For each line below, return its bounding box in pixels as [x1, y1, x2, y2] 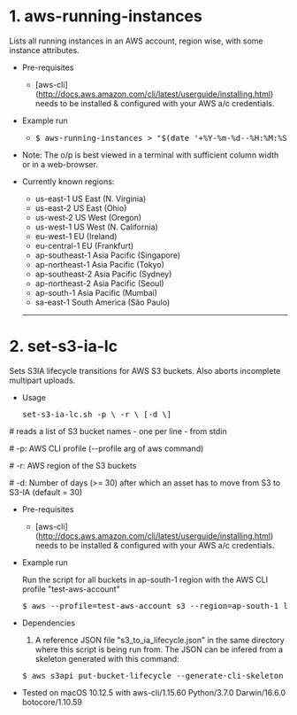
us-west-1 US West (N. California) [34, 221, 159, 232]
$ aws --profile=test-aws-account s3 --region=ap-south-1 [21, 601, 279, 610]
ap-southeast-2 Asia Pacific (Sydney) [34, 268, 172, 279]
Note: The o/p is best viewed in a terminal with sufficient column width [21, 149, 279, 160]
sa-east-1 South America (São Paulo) [34, 297, 171, 307]
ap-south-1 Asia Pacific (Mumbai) [34, 287, 157, 298]
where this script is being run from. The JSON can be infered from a [34, 644, 284, 655]
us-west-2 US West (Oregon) [34, 212, 142, 222]
